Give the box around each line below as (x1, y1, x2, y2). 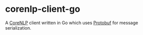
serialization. (5, 25, 31, 31)
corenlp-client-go (5, 3, 81, 15)
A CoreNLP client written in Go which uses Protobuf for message (5, 20, 139, 26)
